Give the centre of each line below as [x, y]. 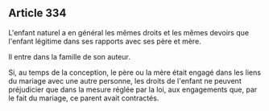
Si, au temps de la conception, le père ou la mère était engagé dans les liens [135, 72]
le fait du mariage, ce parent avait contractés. [84, 98]
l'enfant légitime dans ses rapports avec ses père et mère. [105, 41]
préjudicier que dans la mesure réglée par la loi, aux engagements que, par [133, 89]
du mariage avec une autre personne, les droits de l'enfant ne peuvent [125, 80]
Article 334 [37, 13]
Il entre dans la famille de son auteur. [69, 56]
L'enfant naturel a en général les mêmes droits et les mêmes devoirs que [129, 32]
